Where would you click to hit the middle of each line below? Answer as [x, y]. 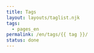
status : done [23, 40]
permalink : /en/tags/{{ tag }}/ [47, 35]
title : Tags [21, 12]
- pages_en [25, 29]
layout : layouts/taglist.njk [43, 18]
